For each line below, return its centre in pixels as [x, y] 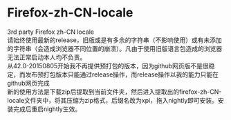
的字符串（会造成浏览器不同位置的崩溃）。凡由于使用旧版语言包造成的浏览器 [115, 48]
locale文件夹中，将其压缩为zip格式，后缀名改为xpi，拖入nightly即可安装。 [113, 100]
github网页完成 [28, 83]
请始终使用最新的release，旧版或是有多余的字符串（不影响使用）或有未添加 [115, 40]
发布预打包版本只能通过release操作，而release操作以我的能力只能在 [122, 74]
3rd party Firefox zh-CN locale [51, 32]
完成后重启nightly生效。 [47, 109]
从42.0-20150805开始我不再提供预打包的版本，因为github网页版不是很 [108, 66]
